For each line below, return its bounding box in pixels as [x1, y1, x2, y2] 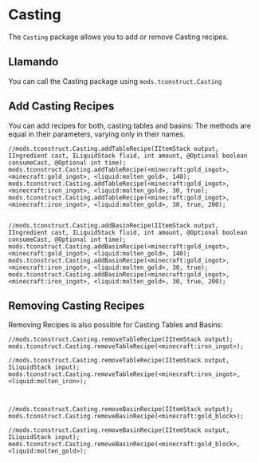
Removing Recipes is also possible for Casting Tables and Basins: [8, 320, 223, 330]
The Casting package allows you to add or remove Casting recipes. [8, 32, 229, 42]
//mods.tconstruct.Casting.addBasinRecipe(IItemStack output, [8, 221, 219, 229]
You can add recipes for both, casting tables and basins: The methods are [8, 121, 251, 130]
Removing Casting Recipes [8, 299, 145, 312]
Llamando [8, 55, 59, 69]
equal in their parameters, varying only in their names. [8, 129, 186, 139]
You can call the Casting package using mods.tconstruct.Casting [8, 76, 222, 85]
